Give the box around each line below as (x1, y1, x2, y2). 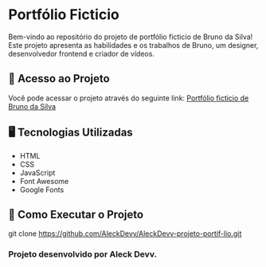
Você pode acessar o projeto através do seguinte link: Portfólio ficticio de (8, 93, 249, 103)
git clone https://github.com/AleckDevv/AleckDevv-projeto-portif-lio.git (8, 229, 242, 238)
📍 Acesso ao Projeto (8, 72, 110, 85)
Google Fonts (19, 185, 65, 194)
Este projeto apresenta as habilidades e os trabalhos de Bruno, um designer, (8, 40, 259, 49)
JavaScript (19, 167, 56, 177)
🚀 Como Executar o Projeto (8, 207, 144, 221)
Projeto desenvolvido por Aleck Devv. (8, 249, 158, 260)
